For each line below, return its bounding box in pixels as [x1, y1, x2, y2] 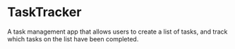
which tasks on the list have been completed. [7, 34, 139, 43]
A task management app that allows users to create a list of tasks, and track [7, 27, 228, 36]
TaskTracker [7, 4, 82, 20]
